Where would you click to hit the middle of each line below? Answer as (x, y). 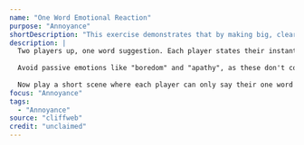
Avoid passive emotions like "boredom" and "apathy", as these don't (151, 68)
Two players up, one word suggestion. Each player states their (141, 51)
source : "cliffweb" (46, 118)
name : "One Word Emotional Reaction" (81, 18)
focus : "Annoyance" (46, 93)
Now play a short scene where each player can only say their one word (156, 85)
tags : (19, 101)
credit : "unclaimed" (48, 127)
